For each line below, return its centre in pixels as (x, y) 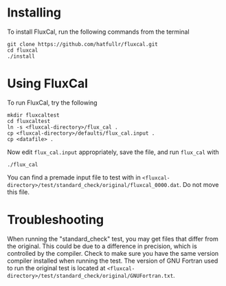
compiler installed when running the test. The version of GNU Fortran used (113, 261)
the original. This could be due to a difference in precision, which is (102, 246)
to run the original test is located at (56, 268)
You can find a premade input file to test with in (74, 177)
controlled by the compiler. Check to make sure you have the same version (113, 253)
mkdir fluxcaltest (33, 115)
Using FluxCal (47, 84)
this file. (18, 192)
